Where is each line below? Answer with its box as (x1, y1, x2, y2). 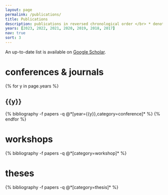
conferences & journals (5, 66, 104, 78)
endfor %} (5, 116, 26, 122)
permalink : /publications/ (5, 12, 61, 17)
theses (5, 167, 34, 179)
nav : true (5, 30, 26, 35)
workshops (5, 133, 53, 145)
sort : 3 (5, 35, 21, 40)
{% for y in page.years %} (5, 83, 59, 89)
